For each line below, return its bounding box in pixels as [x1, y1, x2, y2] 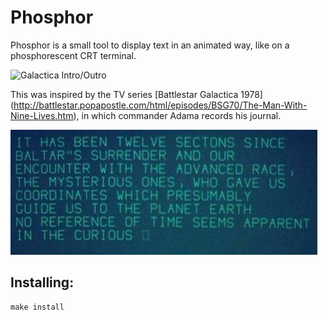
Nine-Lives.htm [10, 109, 74, 121]
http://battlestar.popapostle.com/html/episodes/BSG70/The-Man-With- [13, 99, 308, 111]
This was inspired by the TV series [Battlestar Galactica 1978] [10, 88, 263, 100]
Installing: [10, 274, 75, 291]
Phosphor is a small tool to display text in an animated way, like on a [10, 39, 290, 51]
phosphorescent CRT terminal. [10, 49, 137, 61]
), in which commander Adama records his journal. [73, 109, 282, 121]
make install [10, 302, 65, 312]
